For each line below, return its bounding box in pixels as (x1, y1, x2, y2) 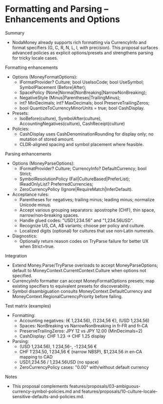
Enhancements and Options (5, 14, 121, 25)
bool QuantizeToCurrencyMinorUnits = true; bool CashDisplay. (19, 105, 145, 111)
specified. (12, 273, 33, 278)
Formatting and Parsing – (5, 3, 109, 15)
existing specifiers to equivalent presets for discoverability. (12, 283, 131, 289)
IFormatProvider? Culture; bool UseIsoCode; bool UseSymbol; (19, 79, 144, 85)
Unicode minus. (19, 202, 51, 208)
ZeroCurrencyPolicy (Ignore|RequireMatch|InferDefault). (19, 186, 133, 192)
